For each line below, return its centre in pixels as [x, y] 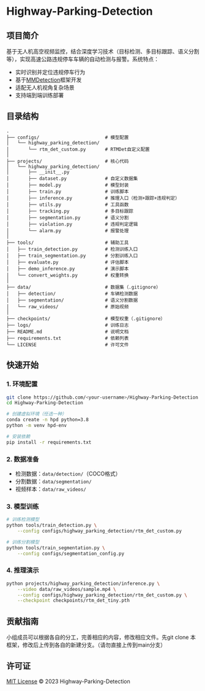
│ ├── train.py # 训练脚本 [68, 192]
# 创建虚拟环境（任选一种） [37, 414]
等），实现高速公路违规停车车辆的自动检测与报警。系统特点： [83, 59]
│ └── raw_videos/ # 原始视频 [68, 306]
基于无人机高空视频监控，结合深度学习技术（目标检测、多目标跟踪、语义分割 [103, 51]
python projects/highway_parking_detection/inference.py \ [83, 584]
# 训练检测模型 [23, 520]
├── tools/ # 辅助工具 [68, 243]
